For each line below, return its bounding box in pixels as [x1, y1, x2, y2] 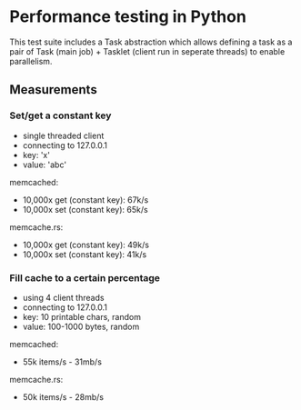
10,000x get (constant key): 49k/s [22, 239, 150, 250]
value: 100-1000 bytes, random [22, 321, 140, 332]
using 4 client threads [22, 292, 105, 303]
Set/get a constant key [9, 109, 112, 122]
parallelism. [9, 55, 53, 66]
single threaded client [22, 130, 105, 141]
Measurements [9, 82, 97, 97]
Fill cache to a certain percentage [9, 271, 161, 284]
